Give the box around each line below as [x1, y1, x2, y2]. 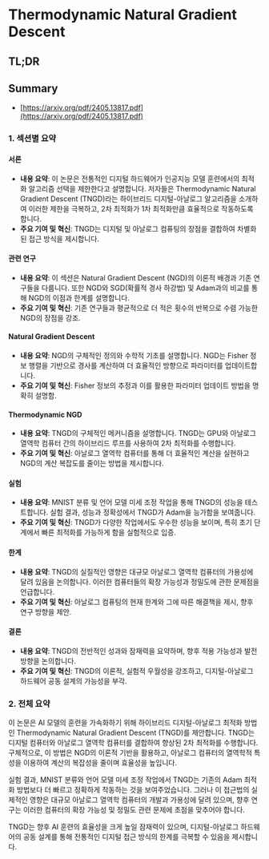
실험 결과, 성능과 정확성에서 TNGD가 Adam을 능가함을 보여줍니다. [50, 507, 256, 518]
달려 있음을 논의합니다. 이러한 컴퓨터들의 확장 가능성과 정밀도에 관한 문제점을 [19, 577, 260, 587]
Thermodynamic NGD [8, 409, 82, 419]
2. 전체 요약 [8, 698, 50, 709]
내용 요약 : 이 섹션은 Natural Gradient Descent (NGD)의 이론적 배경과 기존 [19, 272, 252, 282]
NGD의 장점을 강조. [19, 313, 82, 322]
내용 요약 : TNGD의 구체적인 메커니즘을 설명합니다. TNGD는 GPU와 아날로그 [19, 429, 256, 438]
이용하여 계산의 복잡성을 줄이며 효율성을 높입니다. [22, 758, 178, 768]
